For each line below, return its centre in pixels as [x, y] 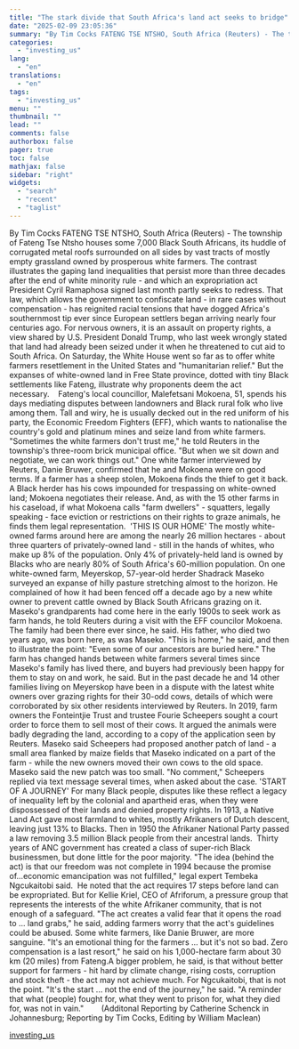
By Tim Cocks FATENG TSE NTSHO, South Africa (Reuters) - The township [146, 233]
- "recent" [37, 200]
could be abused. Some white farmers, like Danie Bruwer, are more [132, 932]
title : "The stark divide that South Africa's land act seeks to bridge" [149, 17]
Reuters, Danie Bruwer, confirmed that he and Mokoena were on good [137, 469]
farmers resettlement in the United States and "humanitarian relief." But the [146, 365]
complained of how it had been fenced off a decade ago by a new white [141, 592]
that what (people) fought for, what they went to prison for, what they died [145, 998]
